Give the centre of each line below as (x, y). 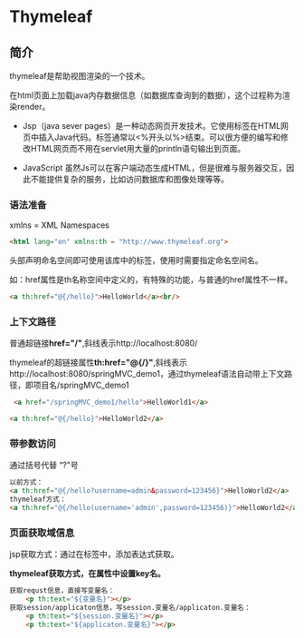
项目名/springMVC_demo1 (81, 385)
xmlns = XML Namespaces (60, 225)
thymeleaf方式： (38, 500)
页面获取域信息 (42, 533)
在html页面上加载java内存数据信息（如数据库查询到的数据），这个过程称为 (146, 95)
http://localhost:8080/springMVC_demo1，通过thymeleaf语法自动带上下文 (147, 374)
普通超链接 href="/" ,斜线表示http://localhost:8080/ (104, 343)
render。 (33, 107)
